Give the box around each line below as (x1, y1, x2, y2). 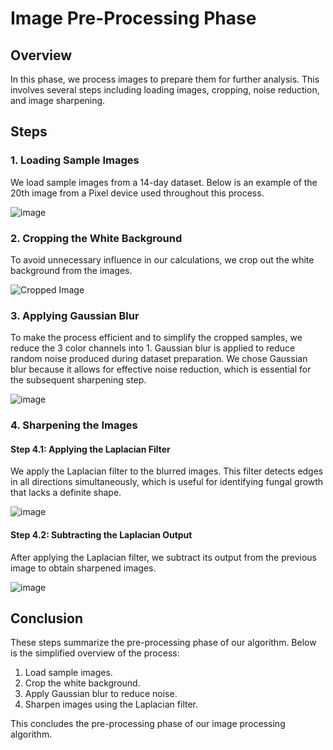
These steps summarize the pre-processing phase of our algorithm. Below (10, 637, 317, 649)
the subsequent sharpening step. (10, 374, 147, 386)
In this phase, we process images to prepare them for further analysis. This (10, 73, 320, 85)
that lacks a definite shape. (10, 487, 122, 499)
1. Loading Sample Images (10, 153, 140, 167)
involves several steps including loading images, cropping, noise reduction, (10, 84, 320, 96)
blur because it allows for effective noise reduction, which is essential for (10, 363, 312, 376)
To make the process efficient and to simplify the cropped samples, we (10, 332, 303, 344)
